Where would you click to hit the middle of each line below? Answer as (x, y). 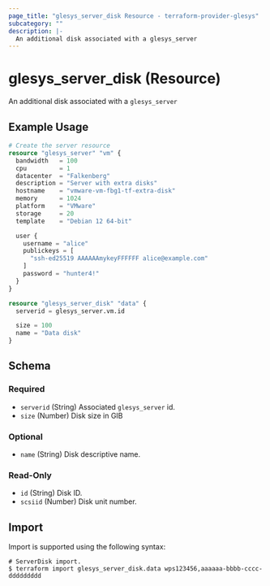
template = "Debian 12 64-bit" (74, 221)
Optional (26, 436)
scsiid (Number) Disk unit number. (78, 501)
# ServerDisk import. (45, 562)
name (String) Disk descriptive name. (80, 454)
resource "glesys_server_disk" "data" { (78, 303)
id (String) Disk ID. (51, 493)
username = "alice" (56, 243)
